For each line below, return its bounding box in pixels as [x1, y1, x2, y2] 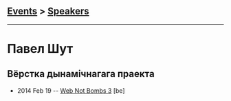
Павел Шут [7, 41, 74, 56]
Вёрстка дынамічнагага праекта [7, 68, 155, 80]
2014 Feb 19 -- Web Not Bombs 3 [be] [16, 86, 125, 95]
